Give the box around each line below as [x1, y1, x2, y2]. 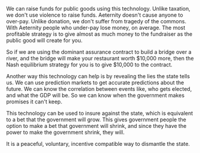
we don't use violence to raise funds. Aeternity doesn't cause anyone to [6, 11, 183, 19]
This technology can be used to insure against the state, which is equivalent [6, 110, 193, 117]
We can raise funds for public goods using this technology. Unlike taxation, [6, 5, 191, 12]
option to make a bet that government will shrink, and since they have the [6, 123, 187, 129]
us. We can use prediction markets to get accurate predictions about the [6, 79, 184, 86]
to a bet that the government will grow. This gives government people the [6, 116, 186, 123]
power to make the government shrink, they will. [6, 128, 125, 136]
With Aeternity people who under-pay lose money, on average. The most [6, 24, 186, 31]
